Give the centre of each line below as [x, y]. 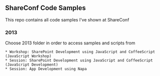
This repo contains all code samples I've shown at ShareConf [67, 19]
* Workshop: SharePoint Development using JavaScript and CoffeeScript [80, 52]
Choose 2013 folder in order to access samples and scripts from [70, 43]
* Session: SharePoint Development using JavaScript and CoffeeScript [79, 60]
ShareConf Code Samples [46, 8]
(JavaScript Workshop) [28, 56]
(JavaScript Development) [32, 65]
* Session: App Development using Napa [46, 69]
